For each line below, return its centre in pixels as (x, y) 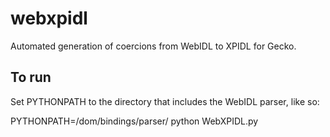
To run (31, 77)
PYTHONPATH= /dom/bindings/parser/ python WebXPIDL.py (134, 121)
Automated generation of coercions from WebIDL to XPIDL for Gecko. (153, 46)
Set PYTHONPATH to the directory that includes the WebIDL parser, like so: (165, 101)
